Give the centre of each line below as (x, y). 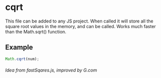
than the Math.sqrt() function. (36, 31)
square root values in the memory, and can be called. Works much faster (80, 26)
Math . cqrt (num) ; (22, 59)
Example (19, 47)
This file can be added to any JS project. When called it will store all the (79, 21)
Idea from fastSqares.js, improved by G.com (51, 70)
